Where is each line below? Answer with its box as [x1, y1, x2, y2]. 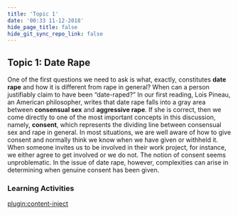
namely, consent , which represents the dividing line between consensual [7, 121, 222, 129]
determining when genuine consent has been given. [7, 166, 160, 175]
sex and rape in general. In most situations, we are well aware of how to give [7, 128, 232, 137]
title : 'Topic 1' [7, 10, 59, 18]
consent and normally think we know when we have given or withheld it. [7, 136, 219, 144]
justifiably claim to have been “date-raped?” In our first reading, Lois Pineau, [7, 90, 231, 99]
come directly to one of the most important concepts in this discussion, [7, 113, 216, 121]
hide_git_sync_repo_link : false [7, 30, 103, 38]
